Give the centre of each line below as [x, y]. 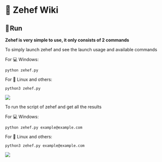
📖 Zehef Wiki [32, 10]
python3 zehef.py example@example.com [45, 146]
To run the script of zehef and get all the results [53, 107]
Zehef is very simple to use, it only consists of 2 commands [67, 40]
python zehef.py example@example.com [44, 128]
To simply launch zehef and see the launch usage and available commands [81, 49]
